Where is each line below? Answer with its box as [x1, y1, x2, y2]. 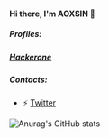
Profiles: [9, 29, 42, 40]
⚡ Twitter [22, 97, 57, 108]
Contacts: [9, 74, 48, 85]
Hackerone [9, 51, 52, 62]
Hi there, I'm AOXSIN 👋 [9, 8, 96, 19]
